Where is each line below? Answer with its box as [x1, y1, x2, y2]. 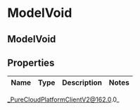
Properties [7, 56, 55, 68]
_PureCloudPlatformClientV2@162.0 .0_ [7, 95, 120, 104]
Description [62, 78, 102, 87]
